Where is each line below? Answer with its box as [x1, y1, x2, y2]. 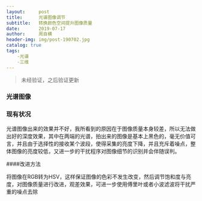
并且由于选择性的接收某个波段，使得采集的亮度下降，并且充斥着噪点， [16, 140, 191, 147]
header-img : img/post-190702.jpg [6, 37, 90, 43]
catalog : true [6, 43, 42, 49]
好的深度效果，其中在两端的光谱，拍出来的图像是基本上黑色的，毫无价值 [11, 133, 191, 140]
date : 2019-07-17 [6, 25, 66, 32]
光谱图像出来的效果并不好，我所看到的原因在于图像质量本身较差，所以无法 [6, 125, 191, 132]
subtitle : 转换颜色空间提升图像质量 [6, 20, 93, 26]
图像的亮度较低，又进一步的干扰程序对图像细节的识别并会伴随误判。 [11, 148, 180, 155]
